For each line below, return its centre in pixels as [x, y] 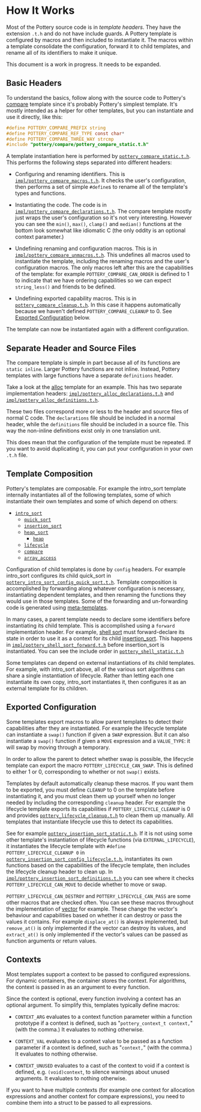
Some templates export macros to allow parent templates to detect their [95, 721]
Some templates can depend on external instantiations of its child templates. [101, 662]
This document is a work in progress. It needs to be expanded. [83, 64]
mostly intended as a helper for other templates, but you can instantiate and [100, 110]
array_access [40, 558]
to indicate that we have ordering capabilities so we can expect [93, 281]
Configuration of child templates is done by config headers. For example [96, 569]
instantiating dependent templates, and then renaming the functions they [96, 594]
